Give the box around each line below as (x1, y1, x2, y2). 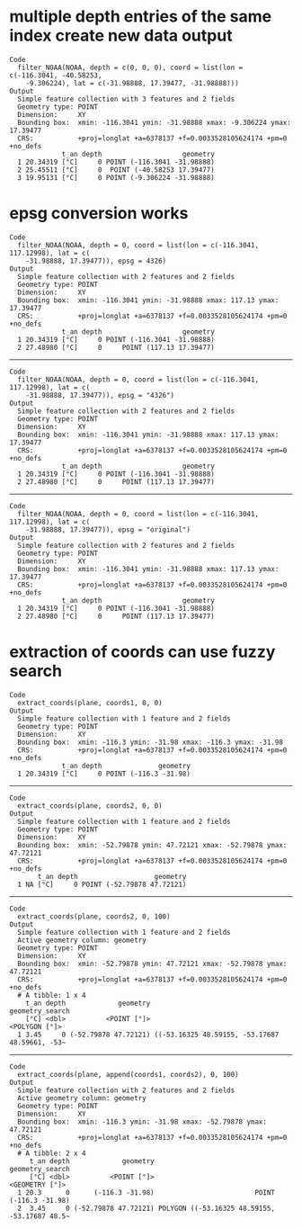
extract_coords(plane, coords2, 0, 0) (17, 801, 164, 811)
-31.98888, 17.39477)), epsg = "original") (25, 524, 191, 534)
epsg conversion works (9, 203, 189, 224)
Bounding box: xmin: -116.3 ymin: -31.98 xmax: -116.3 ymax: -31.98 (17, 738, 283, 747)
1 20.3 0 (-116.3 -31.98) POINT (17, 1188, 276, 1197)
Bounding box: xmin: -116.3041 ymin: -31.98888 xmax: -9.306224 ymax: (17, 118, 292, 127)
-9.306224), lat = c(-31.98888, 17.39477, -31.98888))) (25, 78, 240, 87)
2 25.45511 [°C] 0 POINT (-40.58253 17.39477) (17, 165, 216, 175)
